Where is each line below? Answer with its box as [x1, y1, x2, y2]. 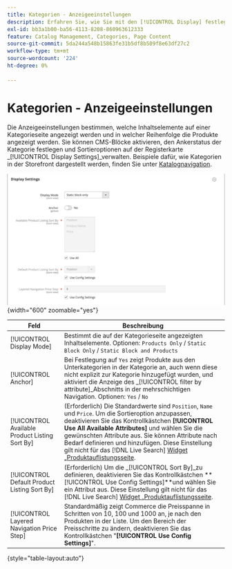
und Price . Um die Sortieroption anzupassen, [64, 409, 192, 418]
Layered [10, 516, 34, 525]
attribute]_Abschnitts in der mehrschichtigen [64, 385, 191, 393]
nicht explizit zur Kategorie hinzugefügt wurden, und [64, 371, 213, 379]
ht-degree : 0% [7, 62, 48, 69]
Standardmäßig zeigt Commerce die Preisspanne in [64, 502, 211, 510]
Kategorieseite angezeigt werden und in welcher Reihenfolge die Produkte [7, 130, 219, 138]
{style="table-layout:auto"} [7, 554, 84, 563]
